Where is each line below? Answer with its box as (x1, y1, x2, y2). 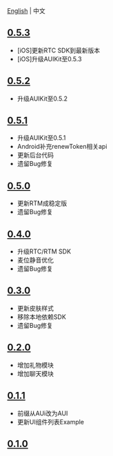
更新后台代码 (17, 151, 54, 159)
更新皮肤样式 (17, 304, 54, 312)
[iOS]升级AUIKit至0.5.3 (17, 54, 82, 63)
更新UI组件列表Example (17, 417, 85, 426)
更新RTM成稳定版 (17, 199, 68, 207)
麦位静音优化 (17, 256, 54, 265)
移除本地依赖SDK (17, 313, 67, 321)
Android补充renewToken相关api (17, 143, 107, 151)
